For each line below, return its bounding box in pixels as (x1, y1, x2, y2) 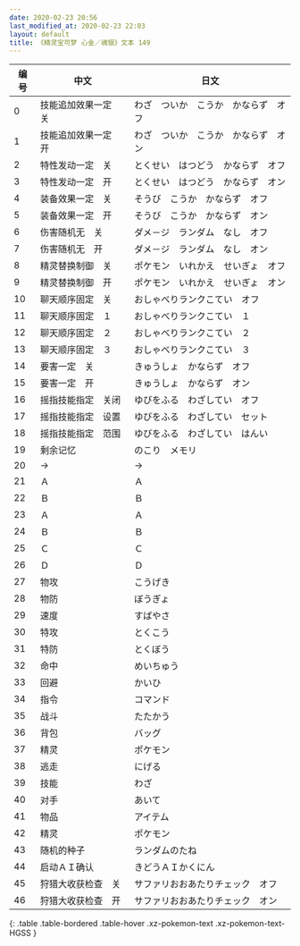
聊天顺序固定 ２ (39, 327, 112, 340)
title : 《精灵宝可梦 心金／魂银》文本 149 (9, 38, 151, 47)
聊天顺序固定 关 (39, 293, 112, 306)
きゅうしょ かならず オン (133, 377, 251, 390)
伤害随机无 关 (39, 226, 104, 239)
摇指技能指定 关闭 (39, 394, 121, 407)
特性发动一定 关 (39, 159, 112, 172)
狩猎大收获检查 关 (39, 878, 121, 891)
